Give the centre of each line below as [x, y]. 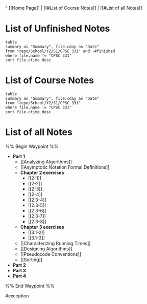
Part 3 [19, 270]
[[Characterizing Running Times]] [55, 243]
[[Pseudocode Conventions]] [51, 254]
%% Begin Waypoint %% [32, 146]
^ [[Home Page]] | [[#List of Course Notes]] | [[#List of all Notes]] [74, 8]
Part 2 [19, 265]
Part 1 [19, 156]
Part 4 [19, 276]
